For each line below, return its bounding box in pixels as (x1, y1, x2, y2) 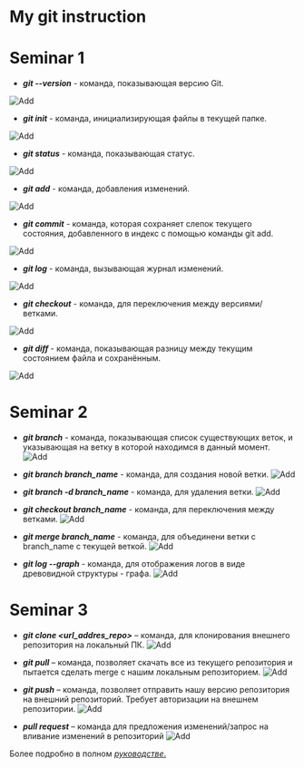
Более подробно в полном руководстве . (9, 748, 167, 759)
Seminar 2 (9, 402, 88, 423)
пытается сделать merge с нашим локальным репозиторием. (22, 666, 261, 677)
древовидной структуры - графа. (22, 569, 152, 579)
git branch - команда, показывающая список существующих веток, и (22, 433, 293, 443)
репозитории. (22, 704, 76, 714)
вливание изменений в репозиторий (22, 731, 164, 741)
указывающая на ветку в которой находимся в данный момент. (22, 442, 270, 452)
